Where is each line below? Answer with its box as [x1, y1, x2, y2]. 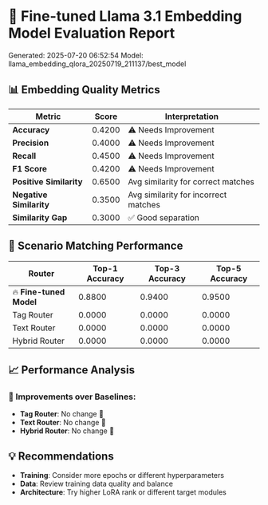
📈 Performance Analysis [8, 363, 136, 377]
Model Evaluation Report [8, 24, 175, 42]
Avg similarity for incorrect [127, 189, 227, 200]
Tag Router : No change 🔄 [19, 409, 104, 419]
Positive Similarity [12, 176, 83, 187]
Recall [12, 150, 37, 161]
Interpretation [164, 111, 219, 122]
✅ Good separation [127, 211, 199, 223]
